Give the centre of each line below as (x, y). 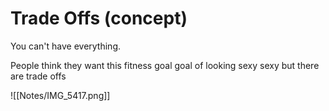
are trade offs (38, 76)
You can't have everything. (65, 46)
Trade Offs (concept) (99, 18)
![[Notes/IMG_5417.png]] (60, 95)
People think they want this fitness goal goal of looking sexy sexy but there (165, 65)
